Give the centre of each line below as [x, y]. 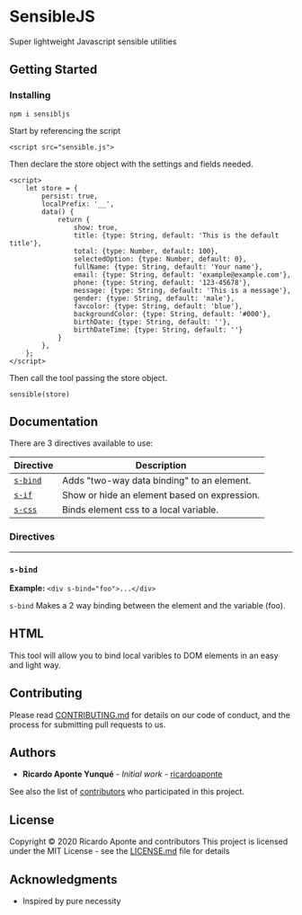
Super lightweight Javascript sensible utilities [93, 41]
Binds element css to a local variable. [140, 510]
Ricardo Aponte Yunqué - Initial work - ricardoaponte [122, 774]
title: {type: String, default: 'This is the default [176, 235]
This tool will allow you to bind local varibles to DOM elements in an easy [144, 655]
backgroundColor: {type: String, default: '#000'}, [172, 314]
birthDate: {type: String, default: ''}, [152, 322]
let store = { [52, 188]
